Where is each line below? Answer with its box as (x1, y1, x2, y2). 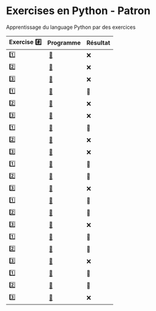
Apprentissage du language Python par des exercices (6, 24, 136, 31)
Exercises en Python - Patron (6, 4, 151, 18)
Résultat (86, 39, 110, 47)
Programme (47, 39, 81, 47)
